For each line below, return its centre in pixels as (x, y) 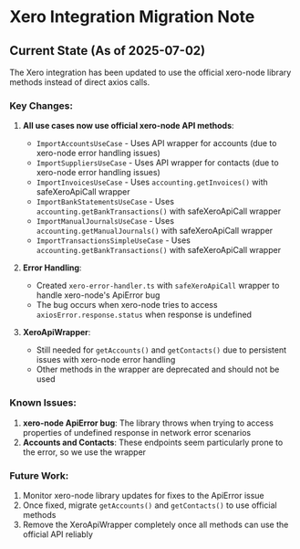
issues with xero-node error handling (106, 360)
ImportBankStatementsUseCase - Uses (105, 202)
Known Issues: (43, 403)
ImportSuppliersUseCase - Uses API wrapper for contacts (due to (158, 163)
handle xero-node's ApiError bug (98, 295)
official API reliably (58, 534)
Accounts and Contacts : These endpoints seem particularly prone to (153, 442)
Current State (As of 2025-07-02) (108, 51)
